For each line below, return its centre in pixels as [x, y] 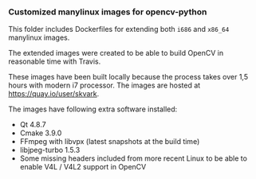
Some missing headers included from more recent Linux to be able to [133, 158]
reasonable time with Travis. [55, 61]
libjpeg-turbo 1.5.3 [50, 150]
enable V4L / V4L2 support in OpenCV [83, 167]
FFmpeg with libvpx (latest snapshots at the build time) [110, 142]
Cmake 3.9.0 [41, 133]
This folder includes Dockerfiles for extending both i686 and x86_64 [119, 29]
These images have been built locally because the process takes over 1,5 [128, 77]
